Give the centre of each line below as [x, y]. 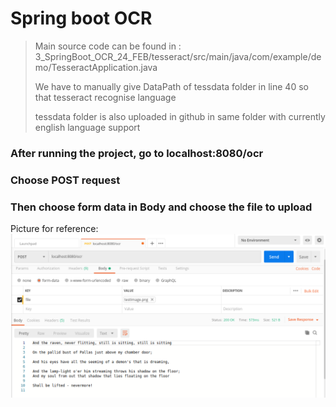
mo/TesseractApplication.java [96, 67]
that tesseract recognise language [105, 97]
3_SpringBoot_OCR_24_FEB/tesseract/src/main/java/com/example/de [178, 56]
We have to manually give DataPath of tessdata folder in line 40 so [171, 86]
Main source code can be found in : [108, 46]
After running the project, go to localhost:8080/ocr [137, 153]
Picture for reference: [54, 229]
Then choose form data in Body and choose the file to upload [161, 207]
